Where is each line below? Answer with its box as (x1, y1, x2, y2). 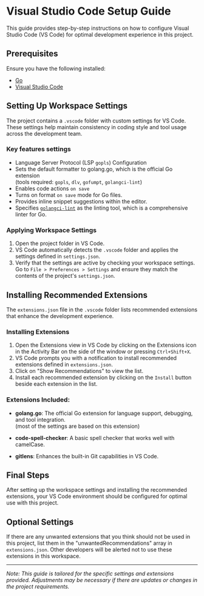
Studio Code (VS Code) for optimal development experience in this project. (6, 30, 194, 38)
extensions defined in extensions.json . (15, 361, 114, 368)
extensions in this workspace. (6, 553, 81, 560)
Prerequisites (6, 49, 58, 59)
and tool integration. (15, 416, 66, 423)
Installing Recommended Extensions (6, 289, 148, 300)
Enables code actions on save (15, 185, 90, 192)
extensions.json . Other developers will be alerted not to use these (6, 546, 172, 553)
